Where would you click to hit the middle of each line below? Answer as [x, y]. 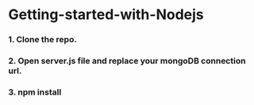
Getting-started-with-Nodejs [106, 15]
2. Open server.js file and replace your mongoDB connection [127, 61]
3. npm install [35, 91]
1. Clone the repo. [42, 40]
